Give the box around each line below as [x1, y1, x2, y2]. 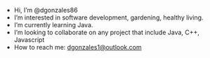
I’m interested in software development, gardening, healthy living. [13, 13, 204, 22]
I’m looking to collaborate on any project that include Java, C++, [13, 28, 200, 36]
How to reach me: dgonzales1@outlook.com [13, 43, 142, 51]
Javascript [13, 36, 45, 44]
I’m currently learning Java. [13, 21, 93, 29]
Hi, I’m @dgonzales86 [13, 6, 79, 14]
